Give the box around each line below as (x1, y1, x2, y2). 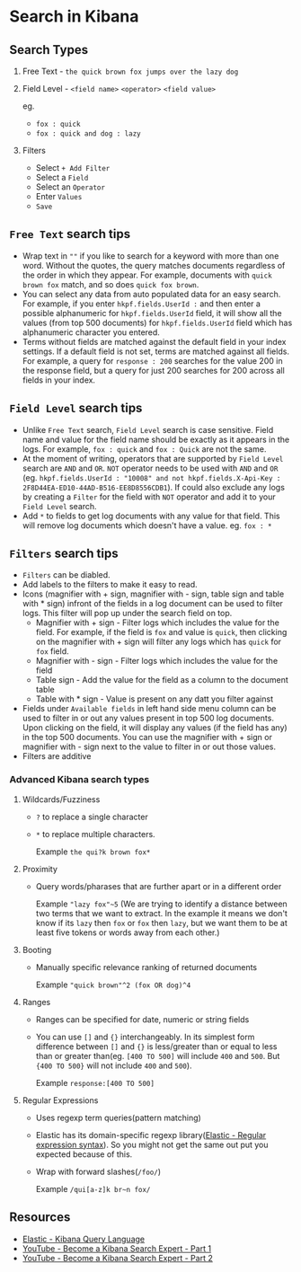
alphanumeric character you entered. (22, 326, 160, 338)
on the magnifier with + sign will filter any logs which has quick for (35, 636, 281, 648)
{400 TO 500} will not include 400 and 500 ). (35, 1060, 192, 1071)
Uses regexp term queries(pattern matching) (35, 1112, 202, 1123)
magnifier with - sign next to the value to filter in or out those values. (22, 741, 277, 752)
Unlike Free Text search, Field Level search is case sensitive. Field (22, 424, 274, 435)
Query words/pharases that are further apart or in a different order (35, 880, 282, 891)
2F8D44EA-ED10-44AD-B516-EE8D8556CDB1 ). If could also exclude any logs (22, 481, 286, 492)
